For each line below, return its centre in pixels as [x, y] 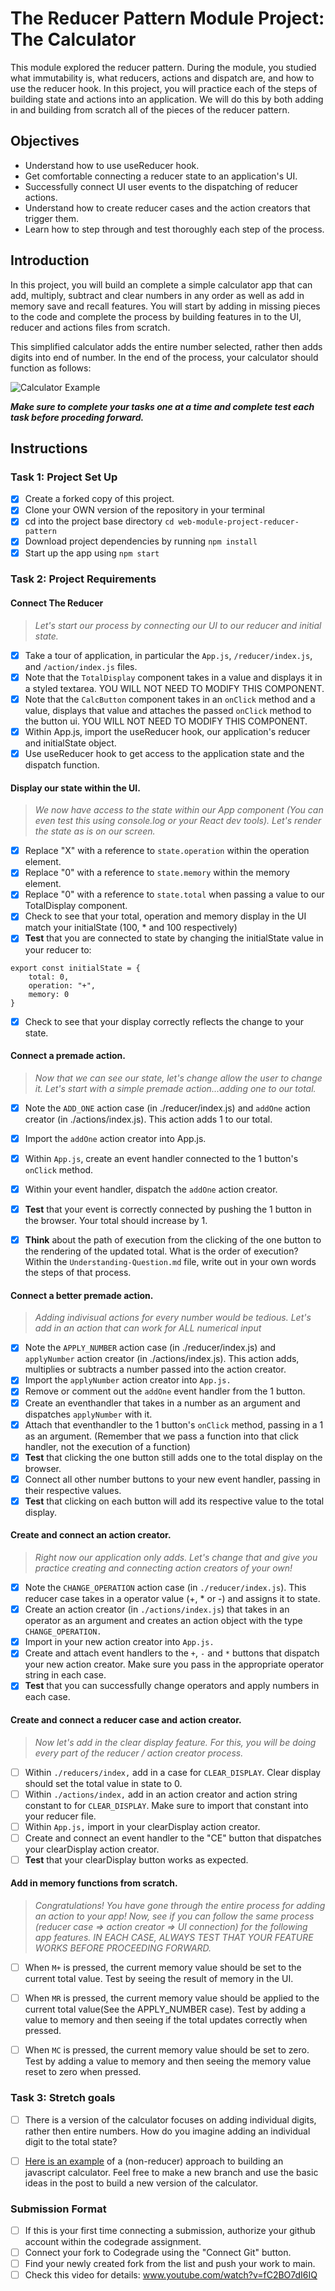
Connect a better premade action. [82, 1295]
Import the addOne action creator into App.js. [115, 1138]
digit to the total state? [71, 2141]
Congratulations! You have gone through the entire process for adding [180, 1906]
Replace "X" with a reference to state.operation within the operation [167, 851]
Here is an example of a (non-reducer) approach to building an [154, 2161]
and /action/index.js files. [81, 666]
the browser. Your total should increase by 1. [116, 1221]
